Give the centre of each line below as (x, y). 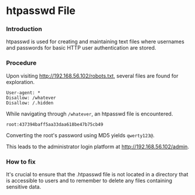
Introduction (24, 29)
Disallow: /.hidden (30, 103)
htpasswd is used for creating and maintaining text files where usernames (95, 41)
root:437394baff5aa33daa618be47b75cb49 (55, 124)
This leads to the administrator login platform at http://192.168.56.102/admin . (97, 147)
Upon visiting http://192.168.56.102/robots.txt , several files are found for (92, 76)
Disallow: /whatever (31, 97)
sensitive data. (24, 187)
